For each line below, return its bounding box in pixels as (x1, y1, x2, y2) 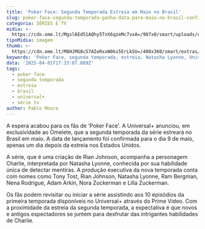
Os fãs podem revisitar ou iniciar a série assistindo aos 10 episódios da (6, 191, 184, 198)
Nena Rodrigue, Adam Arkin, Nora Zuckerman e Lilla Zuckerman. (6, 179, 170, 186)
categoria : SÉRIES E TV (6, 20, 67, 26)
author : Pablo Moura (6, 105, 59, 111)
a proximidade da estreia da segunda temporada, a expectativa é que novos (6, 203, 197, 211)
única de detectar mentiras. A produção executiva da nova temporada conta (6, 166, 198, 174)
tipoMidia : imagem (6, 37, 53, 43)
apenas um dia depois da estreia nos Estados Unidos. (6, 141, 142, 149)
